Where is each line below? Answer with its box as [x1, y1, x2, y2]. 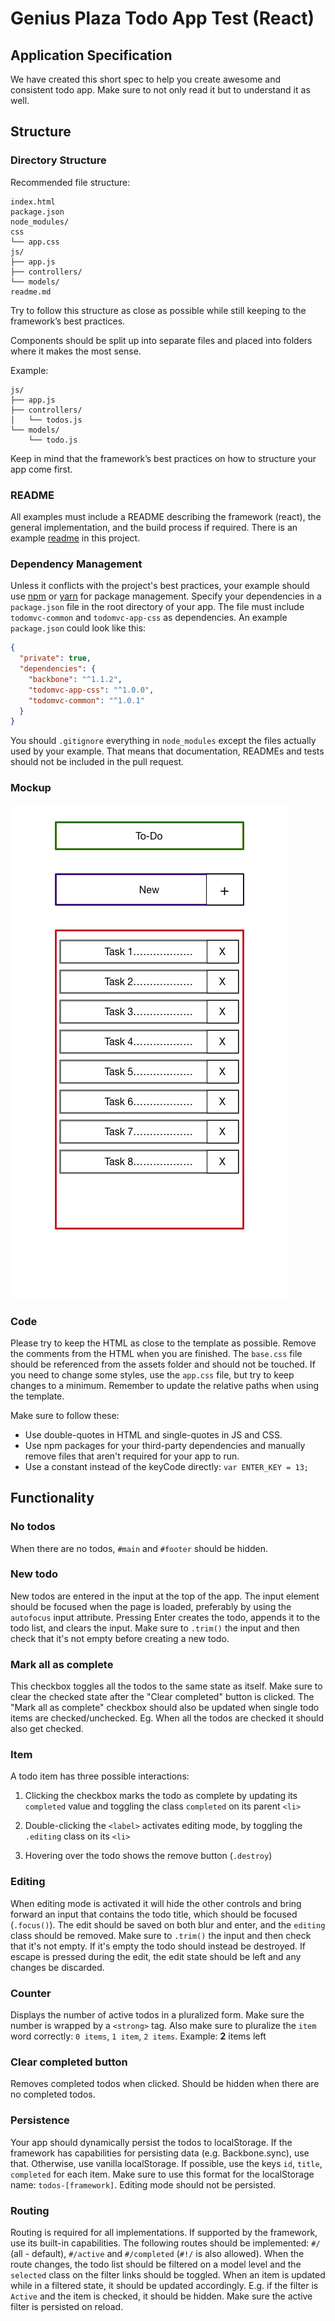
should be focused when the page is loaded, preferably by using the [10, 1600, 292, 1612]
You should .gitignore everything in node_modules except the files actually [10, 735, 317, 747]
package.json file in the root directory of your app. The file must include [10, 601, 305, 613]
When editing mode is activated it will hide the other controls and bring [10, 1897, 302, 1909]
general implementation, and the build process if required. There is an [10, 521, 298, 533]
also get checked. [10, 1723, 84, 1735]
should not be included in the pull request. [10, 756, 185, 768]
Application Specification [10, 47, 173, 64]
